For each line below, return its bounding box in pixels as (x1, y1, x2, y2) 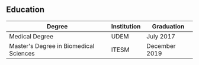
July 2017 (146, 32, 176, 40)
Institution (111, 22, 141, 30)
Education (6, 5, 45, 15)
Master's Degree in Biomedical (9, 41, 95, 50)
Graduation (152, 22, 185, 30)
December (146, 41, 176, 50)
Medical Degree (9, 32, 54, 40)
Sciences (9, 49, 35, 57)
